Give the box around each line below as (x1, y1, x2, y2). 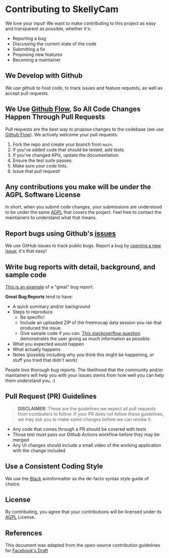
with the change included (12, 448, 66, 454)
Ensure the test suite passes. (12, 157, 73, 163)
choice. (5, 481, 21, 487)
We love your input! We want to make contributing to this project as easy (5, 20, 156, 26)
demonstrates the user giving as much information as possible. (20, 336, 151, 342)
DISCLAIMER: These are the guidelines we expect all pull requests (17, 405, 156, 412)
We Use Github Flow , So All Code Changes (5, 105, 141, 114)
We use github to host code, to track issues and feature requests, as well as (5, 85, 163, 91)
